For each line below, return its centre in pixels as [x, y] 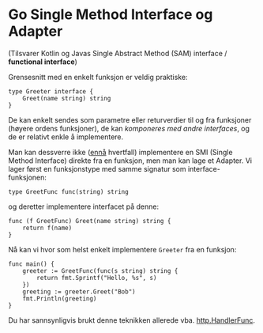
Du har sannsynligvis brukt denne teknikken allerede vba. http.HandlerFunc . [131, 320]
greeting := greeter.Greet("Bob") [79, 291]
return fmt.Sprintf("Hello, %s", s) [97, 278]
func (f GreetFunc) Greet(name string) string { [90, 221]
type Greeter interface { [51, 91]
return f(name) [47, 228]
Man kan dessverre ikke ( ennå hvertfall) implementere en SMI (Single [120, 152]
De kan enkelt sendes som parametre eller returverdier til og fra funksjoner [130, 119]
